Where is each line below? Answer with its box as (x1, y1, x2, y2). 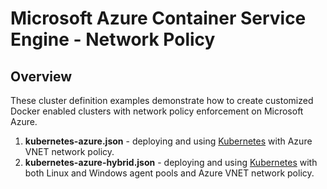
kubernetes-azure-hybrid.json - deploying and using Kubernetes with (24, 157, 318, 168)
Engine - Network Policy (10, 28, 216, 51)
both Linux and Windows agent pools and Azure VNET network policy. (24, 167, 315, 179)
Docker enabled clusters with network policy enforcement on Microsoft (10, 105, 304, 117)
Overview (10, 68, 73, 85)
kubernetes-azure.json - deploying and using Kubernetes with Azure (24, 135, 313, 147)
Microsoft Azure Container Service (10, 7, 307, 30)
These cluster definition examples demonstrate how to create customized (10, 95, 314, 106)
